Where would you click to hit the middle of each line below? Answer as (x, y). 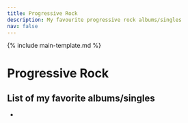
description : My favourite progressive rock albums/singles (95, 20)
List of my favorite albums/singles (81, 98)
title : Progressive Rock (42, 13)
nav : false (23, 26)
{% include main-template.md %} (54, 46)
